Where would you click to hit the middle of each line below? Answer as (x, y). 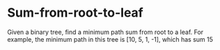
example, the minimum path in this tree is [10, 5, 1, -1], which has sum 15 (110, 39)
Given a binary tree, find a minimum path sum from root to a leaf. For (105, 32)
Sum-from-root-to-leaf (76, 13)
